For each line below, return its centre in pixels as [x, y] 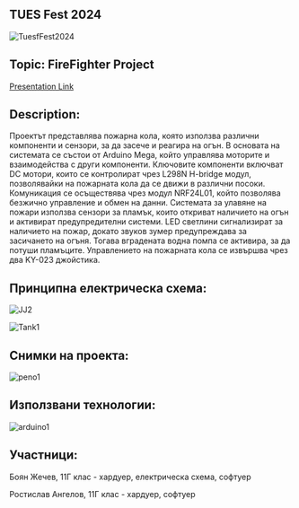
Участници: [44, 455]
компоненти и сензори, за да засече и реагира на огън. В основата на [145, 145]
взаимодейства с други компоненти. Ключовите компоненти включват [146, 164]
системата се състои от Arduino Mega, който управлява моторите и [140, 155]
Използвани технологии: [83, 405]
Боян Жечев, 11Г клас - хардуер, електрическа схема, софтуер [130, 477]
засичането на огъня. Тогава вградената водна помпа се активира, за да [150, 241]
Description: [45, 114]
